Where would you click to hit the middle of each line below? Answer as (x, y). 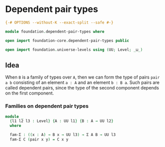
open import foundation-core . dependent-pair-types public (67, 40)
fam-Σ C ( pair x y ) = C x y (39, 139)
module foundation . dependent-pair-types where (55, 31)
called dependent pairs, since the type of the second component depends (82, 88)
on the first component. (30, 93)
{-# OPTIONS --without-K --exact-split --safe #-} (59, 22)
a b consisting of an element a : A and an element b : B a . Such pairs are (82, 82)
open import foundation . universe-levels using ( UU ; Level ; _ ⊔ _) (74, 49)
